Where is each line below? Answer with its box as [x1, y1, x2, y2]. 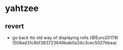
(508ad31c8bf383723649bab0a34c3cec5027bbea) [12, 40, 117, 46]
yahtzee [5, 3, 39, 14]
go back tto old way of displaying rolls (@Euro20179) [12, 35, 119, 40]
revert [5, 22, 24, 30]
